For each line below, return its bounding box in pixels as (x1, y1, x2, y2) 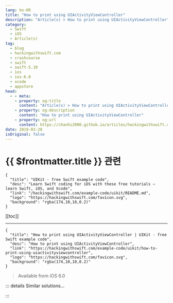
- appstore (10, 84, 33, 89)
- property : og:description (14, 108, 75, 113)
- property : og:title (14, 98, 61, 103)
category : (5, 22, 27, 27)
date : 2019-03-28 (5, 127, 43, 132)
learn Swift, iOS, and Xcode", (5, 186, 73, 192)
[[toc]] (5, 213, 19, 219)
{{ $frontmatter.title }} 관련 (5, 155, 121, 167)
